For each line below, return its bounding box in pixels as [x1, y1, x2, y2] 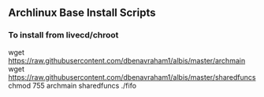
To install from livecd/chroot [8, 30, 119, 41]
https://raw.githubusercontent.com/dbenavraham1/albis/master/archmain [8, 56, 246, 65]
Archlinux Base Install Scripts [8, 6, 156, 20]
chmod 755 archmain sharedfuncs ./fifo [8, 81, 136, 90]
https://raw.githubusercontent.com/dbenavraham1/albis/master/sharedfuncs [8, 72, 256, 81]
